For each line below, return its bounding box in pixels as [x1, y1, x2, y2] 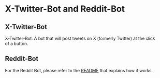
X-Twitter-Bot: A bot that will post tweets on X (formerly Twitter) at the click [5, 35, 156, 41]
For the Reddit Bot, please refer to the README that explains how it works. [5, 67, 153, 73]
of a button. [5, 41, 28, 47]
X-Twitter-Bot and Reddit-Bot [5, 3, 125, 15]
